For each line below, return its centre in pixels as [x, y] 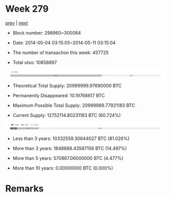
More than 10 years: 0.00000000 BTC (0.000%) [63, 168]
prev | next [17, 23]
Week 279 [27, 9]
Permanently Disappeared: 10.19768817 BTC [59, 96]
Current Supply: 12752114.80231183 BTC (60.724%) [67, 116]
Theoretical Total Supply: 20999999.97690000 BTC [67, 86]
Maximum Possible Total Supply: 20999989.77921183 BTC [74, 105]
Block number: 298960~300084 [47, 33]
